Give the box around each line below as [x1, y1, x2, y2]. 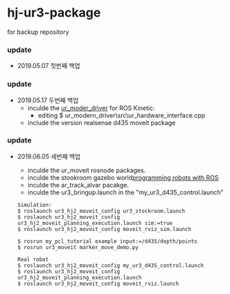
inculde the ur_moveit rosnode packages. [27, 166, 146, 174]
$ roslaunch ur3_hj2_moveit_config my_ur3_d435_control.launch [17, 261, 204, 269]
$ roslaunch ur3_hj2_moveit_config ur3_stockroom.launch [17, 208, 186, 214]
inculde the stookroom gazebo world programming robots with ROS [27, 173, 219, 181]
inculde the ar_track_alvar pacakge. [27, 181, 130, 189]
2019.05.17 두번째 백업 [17, 95, 79, 104]
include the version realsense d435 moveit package [27, 118, 176, 127]
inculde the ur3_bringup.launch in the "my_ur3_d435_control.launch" [27, 188, 224, 196]
